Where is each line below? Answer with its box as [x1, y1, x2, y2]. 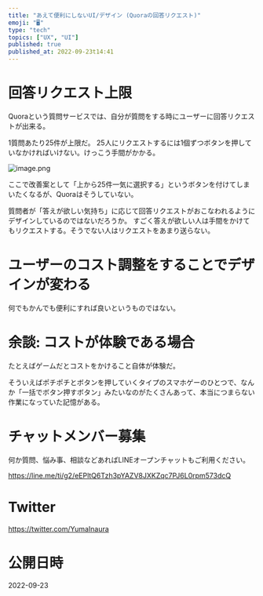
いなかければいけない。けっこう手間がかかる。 [8, 147, 159, 157]
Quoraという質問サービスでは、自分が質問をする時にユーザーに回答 [8, 111, 228, 121]
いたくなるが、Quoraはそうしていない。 [8, 189, 138, 198]
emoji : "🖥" [8, 19, 45, 27]
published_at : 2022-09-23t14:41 [8, 48, 114, 56]
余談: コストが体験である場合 [8, 334, 195, 351]
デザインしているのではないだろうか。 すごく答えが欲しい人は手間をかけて [8, 216, 250, 225]
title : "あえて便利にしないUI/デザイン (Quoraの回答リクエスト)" [8, 11, 202, 20]
